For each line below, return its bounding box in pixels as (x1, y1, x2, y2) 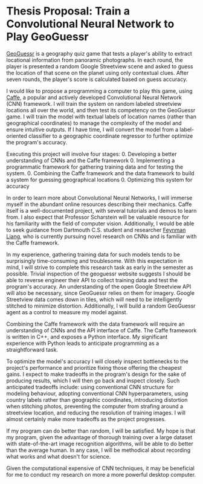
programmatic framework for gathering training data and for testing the (6, 163, 183, 170)
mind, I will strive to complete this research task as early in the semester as (6, 263, 193, 271)
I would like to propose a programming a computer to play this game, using (6, 87, 193, 94)
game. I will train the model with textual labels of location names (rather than (6, 113, 196, 120)
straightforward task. (6, 346, 59, 353)
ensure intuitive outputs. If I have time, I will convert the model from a (6, 126, 179, 133)
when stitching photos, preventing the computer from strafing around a (6, 402, 183, 410)
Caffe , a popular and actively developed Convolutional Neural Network (6, 94, 182, 101)
